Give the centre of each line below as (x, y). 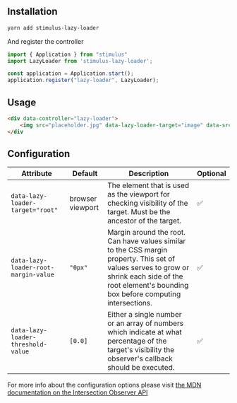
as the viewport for (139, 194)
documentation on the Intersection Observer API (78, 392)
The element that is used (148, 185)
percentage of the (137, 341)
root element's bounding (148, 286)
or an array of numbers (145, 323)
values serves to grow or (148, 268)
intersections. (130, 303)
